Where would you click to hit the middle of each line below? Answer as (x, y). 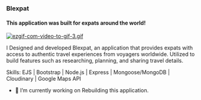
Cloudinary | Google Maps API (44, 79)
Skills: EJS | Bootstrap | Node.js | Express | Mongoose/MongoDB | (88, 72)
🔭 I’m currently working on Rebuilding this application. (82, 90)
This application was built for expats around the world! (76, 23)
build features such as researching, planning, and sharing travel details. (95, 61)
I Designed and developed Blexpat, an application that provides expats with (100, 48)
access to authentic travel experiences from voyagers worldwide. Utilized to (100, 54)
